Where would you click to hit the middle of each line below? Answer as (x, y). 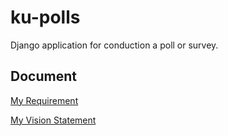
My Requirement (44, 100)
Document (43, 76)
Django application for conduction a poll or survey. (114, 45)
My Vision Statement (53, 120)
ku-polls (45, 17)
